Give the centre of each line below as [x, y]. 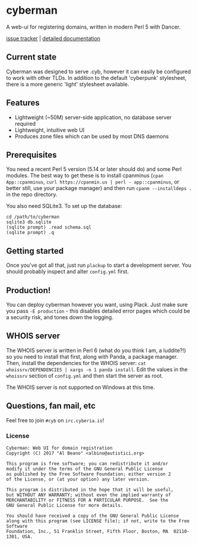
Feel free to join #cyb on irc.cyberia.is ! [55, 420]
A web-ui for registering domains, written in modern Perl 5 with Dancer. [93, 27]
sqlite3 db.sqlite [29, 222]
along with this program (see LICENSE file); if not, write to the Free [98, 521]
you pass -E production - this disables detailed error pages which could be [98, 311]
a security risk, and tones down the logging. [60, 317]
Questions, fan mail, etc [51, 406]
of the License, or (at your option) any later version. [78, 479]
